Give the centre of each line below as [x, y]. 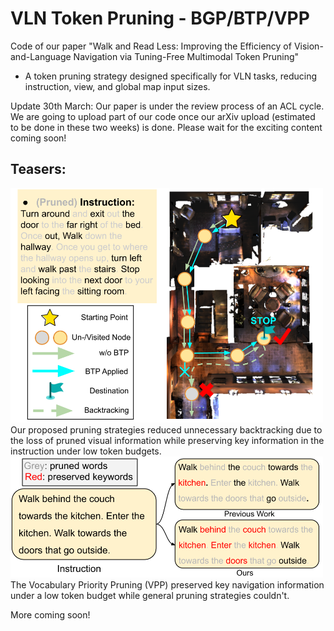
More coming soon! [50, 615]
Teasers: [38, 169]
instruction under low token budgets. [86, 451]
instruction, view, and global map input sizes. [117, 86]
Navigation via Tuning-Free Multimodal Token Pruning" [186, 56]
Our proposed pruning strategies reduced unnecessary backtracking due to [166, 429]
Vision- [308, 46]
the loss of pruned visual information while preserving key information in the [167, 440]
